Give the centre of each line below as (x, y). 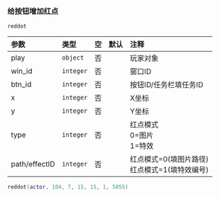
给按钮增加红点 (33, 11)
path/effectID (33, 164)
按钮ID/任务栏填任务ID (167, 85)
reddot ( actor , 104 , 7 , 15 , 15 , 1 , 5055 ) (68, 187)
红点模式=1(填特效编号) (170, 170)
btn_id (21, 84)
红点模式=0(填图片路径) (170, 159)
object (73, 58)
